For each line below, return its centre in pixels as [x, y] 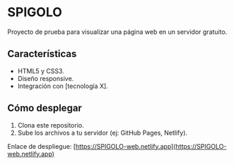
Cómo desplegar [45, 108]
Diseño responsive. [46, 78]
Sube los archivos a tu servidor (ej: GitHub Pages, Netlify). [103, 133]
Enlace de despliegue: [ [42, 146]
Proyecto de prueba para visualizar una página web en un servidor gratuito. [117, 32]
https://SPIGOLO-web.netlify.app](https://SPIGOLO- [151, 146]
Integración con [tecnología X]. [63, 86]
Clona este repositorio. [51, 125]
